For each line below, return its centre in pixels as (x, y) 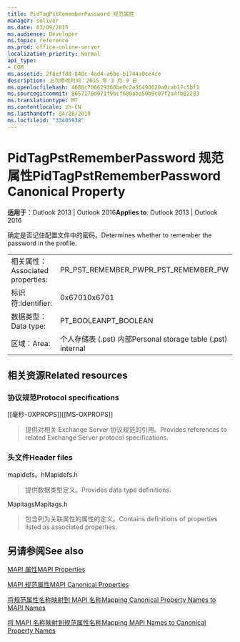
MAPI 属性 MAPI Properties (46, 570)
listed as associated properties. (71, 527)
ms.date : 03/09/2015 (38, 27)
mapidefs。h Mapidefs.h (43, 474)
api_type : (22, 61)
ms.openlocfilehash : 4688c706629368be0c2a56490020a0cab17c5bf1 (104, 87)
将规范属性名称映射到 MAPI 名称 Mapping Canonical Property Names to (112, 600)
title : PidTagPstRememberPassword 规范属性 (71, 14)
